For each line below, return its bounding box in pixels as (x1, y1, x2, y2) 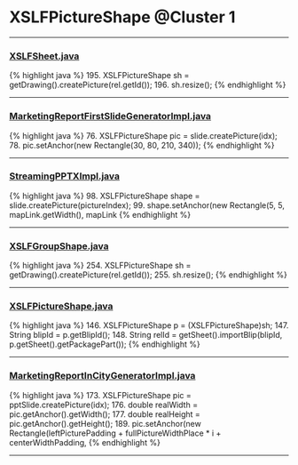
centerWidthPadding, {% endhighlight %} (9, 437, 161, 447)
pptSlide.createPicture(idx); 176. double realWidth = (9, 399, 198, 410)
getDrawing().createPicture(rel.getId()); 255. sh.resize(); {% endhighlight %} (9, 269, 288, 280)
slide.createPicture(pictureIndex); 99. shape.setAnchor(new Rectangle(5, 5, (9, 199, 286, 211)
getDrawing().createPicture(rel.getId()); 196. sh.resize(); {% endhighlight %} (9, 79, 286, 91)
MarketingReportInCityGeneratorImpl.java (9, 370, 196, 382)
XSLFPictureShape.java (9, 301, 114, 313)
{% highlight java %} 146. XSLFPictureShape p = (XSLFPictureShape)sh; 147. (9, 320, 289, 331)
